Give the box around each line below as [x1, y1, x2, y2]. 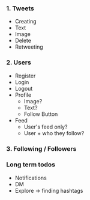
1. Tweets [6, 4, 34, 13]
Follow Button [23, 110, 58, 118]
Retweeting [14, 43, 43, 50]
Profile [14, 91, 32, 98]
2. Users [6, 58, 31, 67]
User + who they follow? [23, 129, 85, 136]
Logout [14, 85, 33, 92]
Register [14, 72, 36, 79]
